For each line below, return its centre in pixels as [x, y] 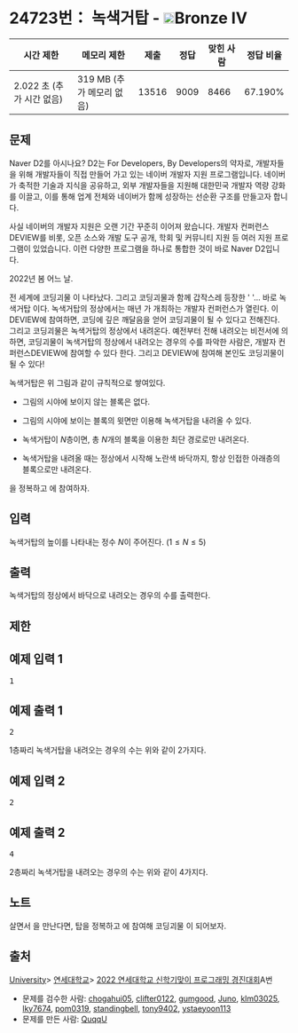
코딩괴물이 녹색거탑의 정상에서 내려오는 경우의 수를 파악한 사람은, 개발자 [152, 342]
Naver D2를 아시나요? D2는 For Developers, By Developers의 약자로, [132, 163]
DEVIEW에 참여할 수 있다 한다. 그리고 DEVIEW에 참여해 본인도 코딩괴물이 [157, 352]
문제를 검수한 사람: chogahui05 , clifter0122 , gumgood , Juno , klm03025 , [151, 998]
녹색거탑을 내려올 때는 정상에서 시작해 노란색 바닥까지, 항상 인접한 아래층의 [151, 458]
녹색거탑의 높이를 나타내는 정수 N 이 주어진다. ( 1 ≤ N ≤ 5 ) [108, 541]
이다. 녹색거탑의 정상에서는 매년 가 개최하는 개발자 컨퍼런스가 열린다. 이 [156, 308]
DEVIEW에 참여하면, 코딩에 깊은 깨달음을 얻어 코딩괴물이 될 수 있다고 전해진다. [145, 319]
